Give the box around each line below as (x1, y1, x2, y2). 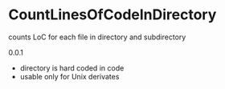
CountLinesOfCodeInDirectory (8, 6, 217, 24)
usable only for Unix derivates (19, 71, 120, 81)
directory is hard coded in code (19, 63, 125, 73)
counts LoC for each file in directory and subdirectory (8, 32, 186, 42)
